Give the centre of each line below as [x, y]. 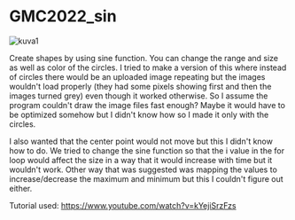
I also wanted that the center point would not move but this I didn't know [141, 141]
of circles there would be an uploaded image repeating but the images [137, 76]
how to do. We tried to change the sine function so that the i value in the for [147, 150]
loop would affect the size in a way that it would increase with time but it [141, 160]
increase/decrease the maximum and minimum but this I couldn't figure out [146, 178]
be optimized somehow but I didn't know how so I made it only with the [139, 114]
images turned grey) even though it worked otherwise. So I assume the [139, 96]
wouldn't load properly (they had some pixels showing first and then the [140, 86]
